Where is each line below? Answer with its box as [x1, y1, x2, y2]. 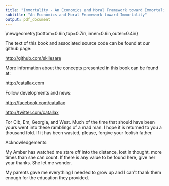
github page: [5, 46, 32, 52]
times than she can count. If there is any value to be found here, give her [5, 154, 156, 161]
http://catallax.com [5, 80, 44, 86]
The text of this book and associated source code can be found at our [5, 40, 150, 46]
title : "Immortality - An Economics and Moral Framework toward [5, 7, 143, 13]
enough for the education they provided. [5, 175, 89, 181]
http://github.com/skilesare [5, 55, 62, 61]
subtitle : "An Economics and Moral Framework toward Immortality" [5, 12, 147, 17]
